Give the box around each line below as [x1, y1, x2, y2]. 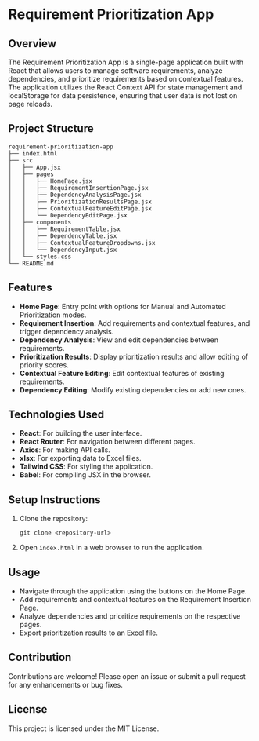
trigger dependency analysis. [19, 327, 114, 336]
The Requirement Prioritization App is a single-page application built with [8, 57, 244, 67]
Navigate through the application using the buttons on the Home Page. [19, 586, 247, 596]
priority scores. [19, 360, 69, 370]
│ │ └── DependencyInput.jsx [8, 246, 117, 254]
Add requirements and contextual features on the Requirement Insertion [19, 595, 252, 604]
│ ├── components [8, 218, 72, 226]
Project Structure [8, 122, 94, 135]
